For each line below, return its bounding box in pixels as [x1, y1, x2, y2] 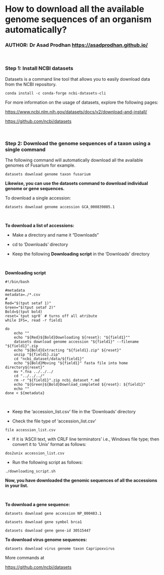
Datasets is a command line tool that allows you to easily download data [5, 76, 150, 82]
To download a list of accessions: [5, 222, 74, 228]
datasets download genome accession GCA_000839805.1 [5, 204, 115, 210]
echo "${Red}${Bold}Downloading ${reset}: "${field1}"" [14, 335, 131, 340]
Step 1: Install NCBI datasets [5, 65, 73, 72]
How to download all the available [5, 3, 144, 15]
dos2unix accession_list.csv [5, 451, 65, 456]
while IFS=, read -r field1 [5, 318, 63, 323]
